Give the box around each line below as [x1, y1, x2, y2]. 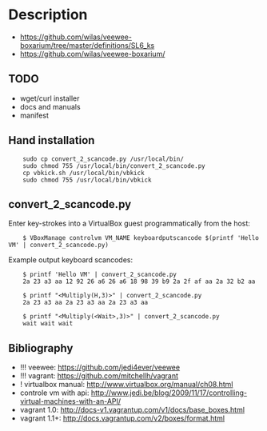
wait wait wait [22, 320, 74, 328]
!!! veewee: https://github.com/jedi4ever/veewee [19, 362, 181, 373]
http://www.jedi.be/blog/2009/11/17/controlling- [90, 388, 248, 397]
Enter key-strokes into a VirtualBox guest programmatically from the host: [8, 218, 250, 229]
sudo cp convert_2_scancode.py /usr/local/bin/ [22, 154, 184, 163]
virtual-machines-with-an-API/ [19, 397, 122, 406]
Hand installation [8, 134, 95, 147]
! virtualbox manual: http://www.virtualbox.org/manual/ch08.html [19, 380, 233, 389]
